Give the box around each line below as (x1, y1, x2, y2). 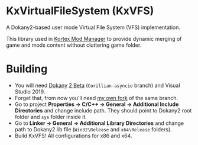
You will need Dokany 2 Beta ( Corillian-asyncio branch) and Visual (14, 82, 180, 89)
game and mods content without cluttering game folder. (6, 41, 142, 49)
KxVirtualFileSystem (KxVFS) (6, 4, 154, 18)
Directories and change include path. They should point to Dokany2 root (14, 107, 192, 114)
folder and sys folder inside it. (14, 113, 87, 120)
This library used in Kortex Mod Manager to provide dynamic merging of (6, 35, 182, 42)
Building (6, 62, 48, 76)
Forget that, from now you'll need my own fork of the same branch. (14, 94, 178, 101)
